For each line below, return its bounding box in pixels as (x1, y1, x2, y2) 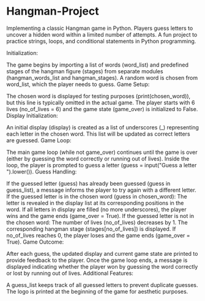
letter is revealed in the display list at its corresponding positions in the (6, 199, 184, 206)
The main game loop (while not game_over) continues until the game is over (6, 148, 198, 156)
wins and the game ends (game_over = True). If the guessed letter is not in (6, 212, 195, 219)
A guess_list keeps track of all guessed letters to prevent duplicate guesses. (6, 281, 198, 288)
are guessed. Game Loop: (6, 136, 72, 144)
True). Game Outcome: (6, 238, 64, 245)
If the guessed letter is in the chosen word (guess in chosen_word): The (6, 192, 188, 200)
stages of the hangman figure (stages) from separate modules (6, 67, 163, 74)
